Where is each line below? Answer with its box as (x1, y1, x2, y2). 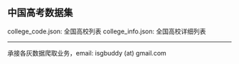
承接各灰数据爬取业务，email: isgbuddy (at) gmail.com (7, 48, 167, 57)
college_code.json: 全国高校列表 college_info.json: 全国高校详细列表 (7, 27, 206, 36)
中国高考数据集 (7, 6, 73, 19)
